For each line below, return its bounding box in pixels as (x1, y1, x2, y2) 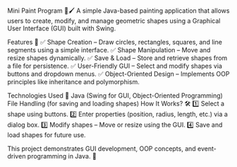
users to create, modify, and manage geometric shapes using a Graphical (7, 17, 221, 25)
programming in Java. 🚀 (27, 152, 97, 160)
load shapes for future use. (7, 131, 86, 139)
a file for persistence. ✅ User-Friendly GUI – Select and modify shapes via (7, 62, 222, 70)
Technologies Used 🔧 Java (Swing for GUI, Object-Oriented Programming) (7, 91, 224, 100)
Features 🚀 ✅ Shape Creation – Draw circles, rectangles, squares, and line (7, 38, 222, 46)
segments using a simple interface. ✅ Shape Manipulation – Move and (7, 46, 211, 54)
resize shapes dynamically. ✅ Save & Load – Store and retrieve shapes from (7, 54, 228, 62)
